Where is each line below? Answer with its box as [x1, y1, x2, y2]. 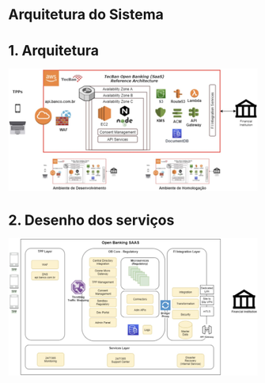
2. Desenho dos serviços [8, 211, 175, 229]
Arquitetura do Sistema [8, 6, 165, 24]
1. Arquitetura [8, 42, 100, 60]
